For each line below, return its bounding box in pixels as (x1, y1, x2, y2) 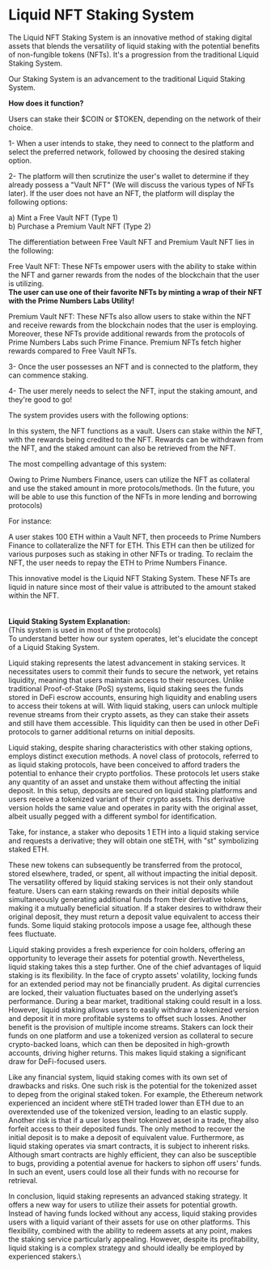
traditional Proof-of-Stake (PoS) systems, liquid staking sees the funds (8, 683, 244, 694)
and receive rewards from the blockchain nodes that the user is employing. (8, 320, 258, 330)
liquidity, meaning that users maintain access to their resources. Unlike (8, 675, 244, 685)
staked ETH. (8, 844, 49, 854)
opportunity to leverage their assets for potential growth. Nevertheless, (8, 953, 245, 963)
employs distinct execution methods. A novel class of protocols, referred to (8, 751, 259, 761)
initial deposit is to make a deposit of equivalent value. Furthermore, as (8, 1132, 244, 1142)
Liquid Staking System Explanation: (8, 616, 131, 626)
